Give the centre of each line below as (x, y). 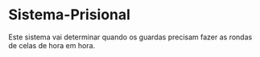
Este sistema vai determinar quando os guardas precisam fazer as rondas (130, 37)
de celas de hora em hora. (52, 45)
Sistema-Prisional (70, 15)
